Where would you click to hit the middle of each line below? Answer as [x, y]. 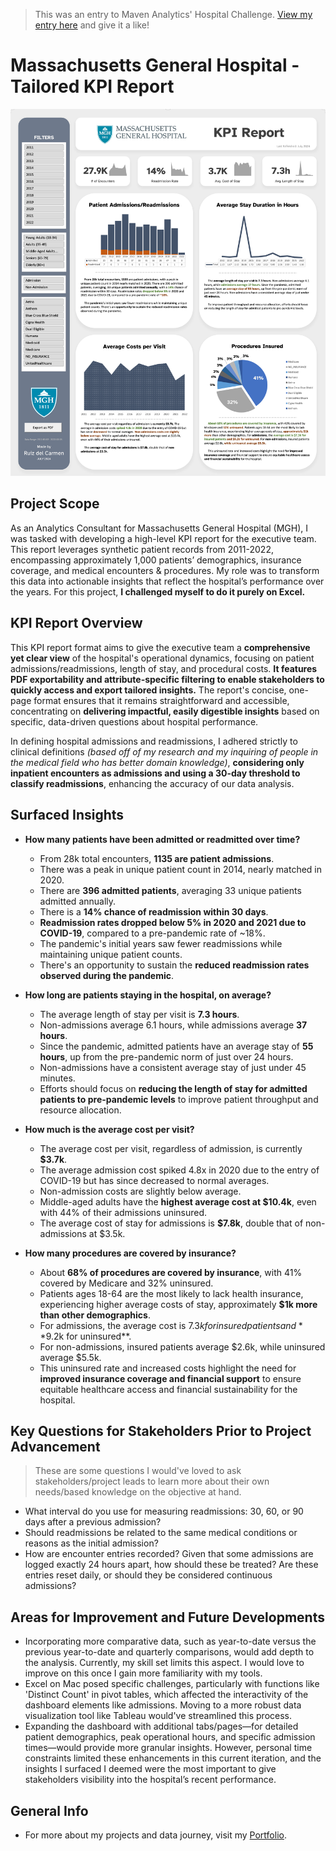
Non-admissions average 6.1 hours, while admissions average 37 [173, 1025]
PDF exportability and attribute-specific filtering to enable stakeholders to [167, 679]
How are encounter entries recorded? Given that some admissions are [169, 1554]
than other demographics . [95, 1315]
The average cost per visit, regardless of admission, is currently [171, 1148]
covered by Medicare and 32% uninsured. [126, 1283]
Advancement [55, 1446]
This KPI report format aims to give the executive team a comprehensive [160, 647]
